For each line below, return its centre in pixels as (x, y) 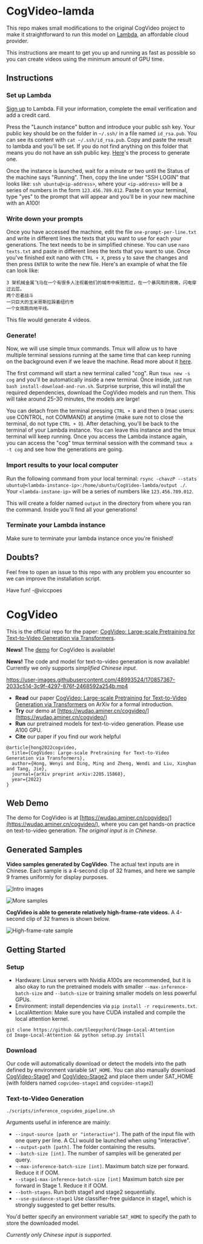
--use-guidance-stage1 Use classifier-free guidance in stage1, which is (103, 1199)
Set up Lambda (29, 95)
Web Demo (28, 803)
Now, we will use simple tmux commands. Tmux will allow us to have (92, 349)
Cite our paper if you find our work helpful (68, 736)
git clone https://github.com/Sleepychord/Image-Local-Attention (90, 1030)
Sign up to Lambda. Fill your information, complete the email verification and (101, 109)
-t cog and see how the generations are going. (65, 449)
